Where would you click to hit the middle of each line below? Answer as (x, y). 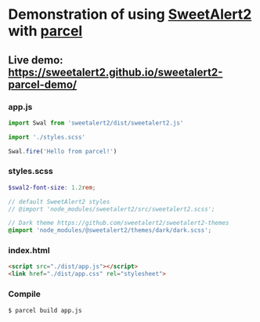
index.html (29, 251)
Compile (24, 294)
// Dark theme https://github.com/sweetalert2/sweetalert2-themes (119, 223)
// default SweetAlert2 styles (59, 201)
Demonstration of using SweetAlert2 (130, 14)
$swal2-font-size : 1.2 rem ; (52, 187)
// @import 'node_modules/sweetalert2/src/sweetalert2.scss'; (112, 209)
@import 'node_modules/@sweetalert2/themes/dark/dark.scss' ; (110, 230)
